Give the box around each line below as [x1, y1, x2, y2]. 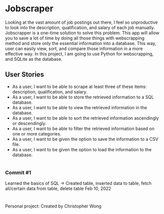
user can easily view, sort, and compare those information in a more [5, 45, 143, 51]
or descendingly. [12, 120, 47, 126]
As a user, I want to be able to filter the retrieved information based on [12, 126, 155, 131]
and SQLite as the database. [5, 56, 63, 62]
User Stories [5, 70, 44, 79]
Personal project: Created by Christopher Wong [5, 203, 102, 209]
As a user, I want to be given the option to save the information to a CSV [12, 136, 159, 142]
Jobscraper [5, 3, 54, 14]
